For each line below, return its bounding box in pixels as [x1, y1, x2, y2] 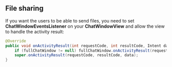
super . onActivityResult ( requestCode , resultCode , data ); [14, 53, 139, 58]
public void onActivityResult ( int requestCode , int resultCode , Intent [5, 43, 161, 48]
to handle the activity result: [5, 28, 64, 35]
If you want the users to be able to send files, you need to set [5, 17, 135, 24]
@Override [5, 38, 27, 43]
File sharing [5, 4, 44, 13]
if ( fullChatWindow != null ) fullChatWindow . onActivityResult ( [14, 48, 153, 53]
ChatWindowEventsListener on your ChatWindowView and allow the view [5, 23, 165, 29]
